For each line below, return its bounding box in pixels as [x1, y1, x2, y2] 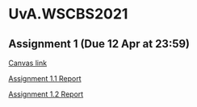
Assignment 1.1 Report [8, 74, 82, 83]
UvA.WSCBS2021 [8, 5, 128, 23]
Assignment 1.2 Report [8, 89, 84, 99]
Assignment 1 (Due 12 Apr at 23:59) [8, 37, 191, 51]
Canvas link [8, 58, 47, 68]
